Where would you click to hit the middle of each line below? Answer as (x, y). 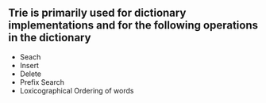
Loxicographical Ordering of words (77, 90)
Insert (29, 65)
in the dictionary (50, 38)
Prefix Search (42, 82)
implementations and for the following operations (133, 26)
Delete (31, 74)
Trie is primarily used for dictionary (97, 13)
